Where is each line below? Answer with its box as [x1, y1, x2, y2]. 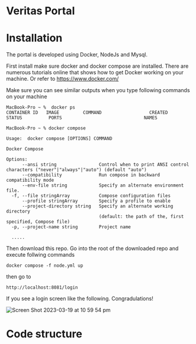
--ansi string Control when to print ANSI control [21, 162, 189, 168]
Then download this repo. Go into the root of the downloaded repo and [6, 245, 179, 252]
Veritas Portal [6, 4, 75, 18]
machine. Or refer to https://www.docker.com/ [6, 75, 119, 83]
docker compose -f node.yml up [6, 263, 83, 269]
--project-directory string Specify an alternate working [21, 203, 173, 209]
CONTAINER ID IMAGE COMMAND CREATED [6, 110, 168, 116]
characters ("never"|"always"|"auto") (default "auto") [6, 167, 147, 173]
